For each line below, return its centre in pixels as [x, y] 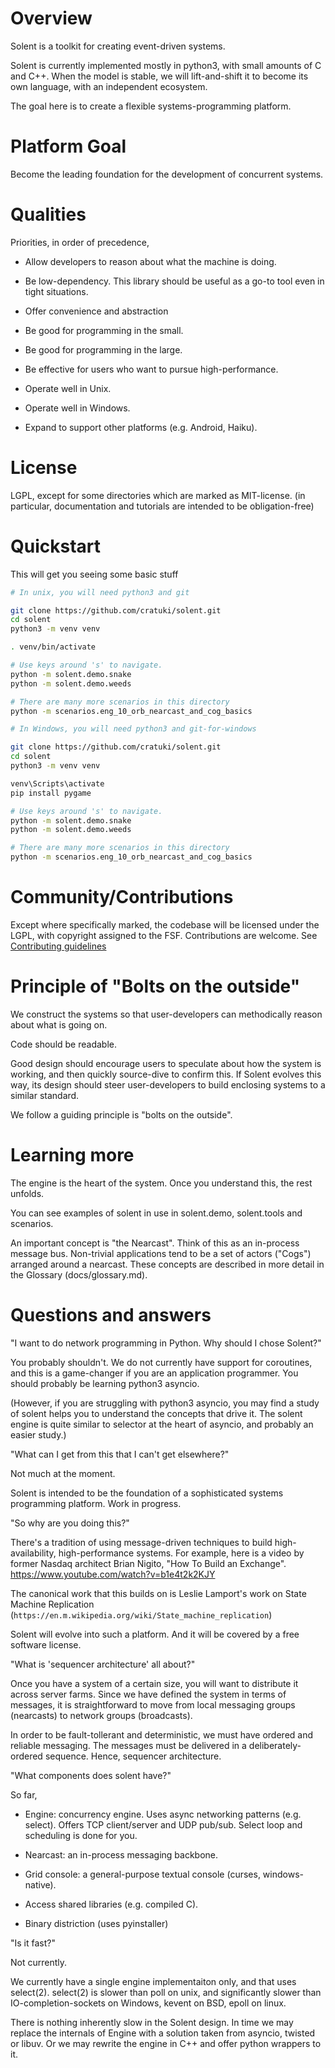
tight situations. [56, 291]
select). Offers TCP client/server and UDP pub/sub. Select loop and [163, 1824]
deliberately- [275, 1745]
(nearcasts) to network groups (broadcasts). [101, 1715]
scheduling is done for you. [81, 1835]
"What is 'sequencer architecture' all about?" [103, 1664]
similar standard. [45, 1095]
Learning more [72, 1155]
